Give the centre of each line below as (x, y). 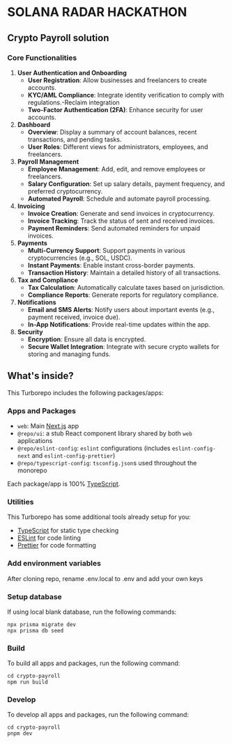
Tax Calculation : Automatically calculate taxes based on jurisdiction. (126, 287)
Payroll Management (48, 162)
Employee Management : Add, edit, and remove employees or (116, 169)
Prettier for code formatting (56, 545)
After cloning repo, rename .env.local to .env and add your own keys (105, 578)
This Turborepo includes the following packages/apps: (85, 393)
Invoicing (31, 206)
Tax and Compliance (48, 280)
